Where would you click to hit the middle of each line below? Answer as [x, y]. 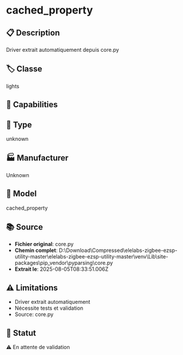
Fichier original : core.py [44, 244]
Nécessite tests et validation [49, 308]
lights [13, 86]
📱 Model [21, 194]
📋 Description [33, 33]
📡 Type [19, 125]
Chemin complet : [36, 250]
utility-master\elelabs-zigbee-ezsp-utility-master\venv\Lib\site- [91, 257]
